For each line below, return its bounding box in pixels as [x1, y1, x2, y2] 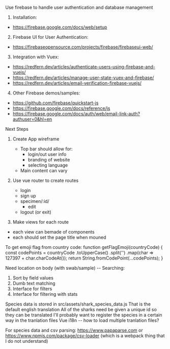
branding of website [27, 157, 70, 162]
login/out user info [27, 151, 67, 157]
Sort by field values [12, 275, 53, 281]
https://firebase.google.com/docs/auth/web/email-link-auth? [12, 111, 140, 117]
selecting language [27, 162, 68, 168]
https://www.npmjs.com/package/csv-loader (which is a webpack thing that [5, 333, 165, 339]
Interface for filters [12, 286, 52, 292]
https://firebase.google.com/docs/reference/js [12, 105, 110, 111]
